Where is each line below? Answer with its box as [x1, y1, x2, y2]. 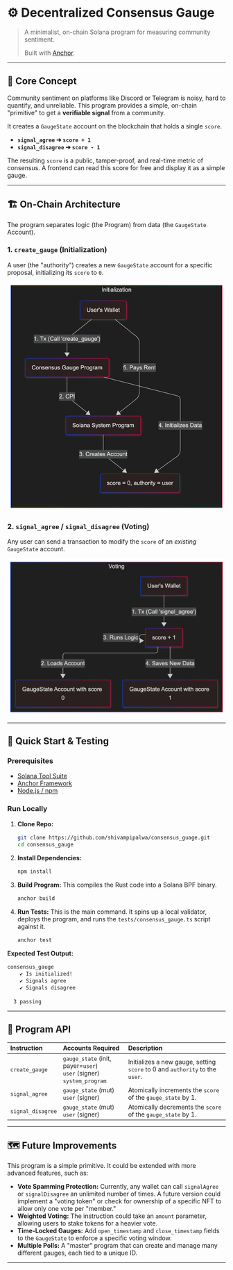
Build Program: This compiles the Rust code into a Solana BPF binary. [17, 880, 217, 889]
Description [128, 1044, 163, 1053]
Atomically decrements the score [128, 1103, 222, 1112]
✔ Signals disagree [19, 984, 76, 991]
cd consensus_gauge [17, 842, 74, 849]
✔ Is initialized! [19, 970, 73, 977]
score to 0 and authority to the [128, 1065, 217, 1073]
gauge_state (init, [62, 1054, 112, 1062]
